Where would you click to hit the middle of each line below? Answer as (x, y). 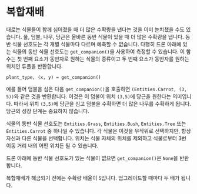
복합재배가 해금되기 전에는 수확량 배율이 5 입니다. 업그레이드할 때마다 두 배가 (93, 178)
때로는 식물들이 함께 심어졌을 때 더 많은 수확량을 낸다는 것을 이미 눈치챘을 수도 (96, 29)
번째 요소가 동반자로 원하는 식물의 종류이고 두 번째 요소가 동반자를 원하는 (106, 59)
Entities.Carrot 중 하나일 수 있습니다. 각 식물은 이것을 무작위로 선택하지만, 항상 (98, 131)
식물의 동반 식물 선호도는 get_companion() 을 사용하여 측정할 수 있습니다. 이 (98, 51)
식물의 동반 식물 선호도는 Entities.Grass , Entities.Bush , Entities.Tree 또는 (96, 123)
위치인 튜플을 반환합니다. (34, 66)
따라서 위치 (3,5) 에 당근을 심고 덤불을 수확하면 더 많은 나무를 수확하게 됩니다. (103, 103)
